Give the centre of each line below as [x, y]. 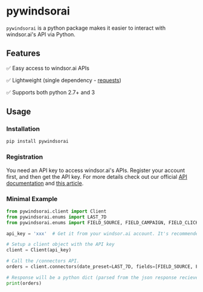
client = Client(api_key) [39, 250]
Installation [23, 129]
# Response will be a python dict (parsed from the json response [92, 277]
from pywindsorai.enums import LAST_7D [56, 217]
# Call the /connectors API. [43, 261]
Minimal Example [32, 199]
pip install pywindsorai [37, 141]
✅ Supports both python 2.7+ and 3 [51, 92]
